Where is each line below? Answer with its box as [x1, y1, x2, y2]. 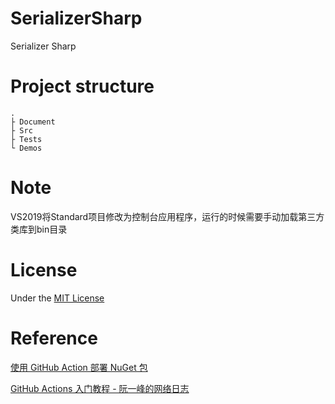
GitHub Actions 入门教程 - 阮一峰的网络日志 [10, 382, 190, 394]
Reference [10, 327, 98, 349]
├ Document [10, 117, 56, 127]
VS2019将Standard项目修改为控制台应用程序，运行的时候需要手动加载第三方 [10, 210, 325, 222]
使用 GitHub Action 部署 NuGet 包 [10, 361, 148, 373]
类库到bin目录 [10, 223, 68, 235]
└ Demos [10, 143, 43, 153]
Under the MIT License [10, 292, 105, 304]
